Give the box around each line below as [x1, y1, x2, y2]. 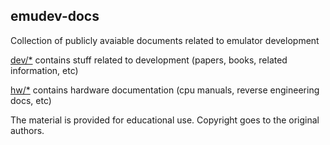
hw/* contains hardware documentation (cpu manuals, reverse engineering [10, 84, 320, 96]
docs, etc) [10, 94, 52, 106]
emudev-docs [10, 8, 100, 25]
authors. [10, 124, 45, 136]
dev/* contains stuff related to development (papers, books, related [10, 54, 288, 66]
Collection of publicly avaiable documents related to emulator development [10, 34, 320, 46]
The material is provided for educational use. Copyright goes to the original [10, 114, 320, 126]
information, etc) [10, 64, 79, 76]
